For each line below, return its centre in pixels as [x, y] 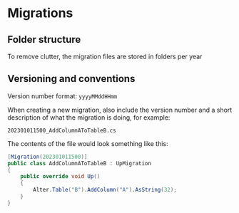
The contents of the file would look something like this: [88, 143]
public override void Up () [60, 177]
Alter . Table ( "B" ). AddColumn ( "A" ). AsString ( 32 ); [105, 190]
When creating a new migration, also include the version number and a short [120, 110]
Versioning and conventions [71, 79]
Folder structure [44, 40]
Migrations [40, 13]
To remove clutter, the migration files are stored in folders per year [105, 56]
